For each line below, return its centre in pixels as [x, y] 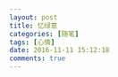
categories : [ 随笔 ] [44, 34]
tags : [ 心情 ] [32, 42]
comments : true [38, 58]
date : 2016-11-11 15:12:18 [59, 50]
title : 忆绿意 [34, 26]
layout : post [34, 17]
